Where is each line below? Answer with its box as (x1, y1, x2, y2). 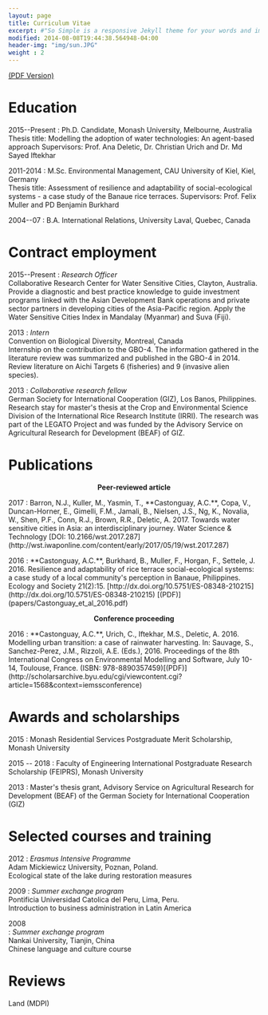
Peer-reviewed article (97, 482, 171, 492)
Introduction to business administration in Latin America (8, 903, 191, 913)
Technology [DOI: (8, 532, 66, 541)
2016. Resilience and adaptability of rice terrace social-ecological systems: (8, 564, 254, 573)
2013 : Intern (8, 327, 49, 337)
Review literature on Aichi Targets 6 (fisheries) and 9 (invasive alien (8, 361, 230, 371)
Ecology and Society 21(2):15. (8, 581, 105, 591)
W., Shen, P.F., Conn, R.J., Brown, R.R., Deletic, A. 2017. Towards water (8, 514, 241, 524)
